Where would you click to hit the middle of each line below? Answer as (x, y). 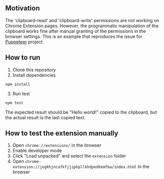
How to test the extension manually (62, 133)
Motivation (23, 8)
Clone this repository (34, 69)
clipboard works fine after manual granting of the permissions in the (76, 31)
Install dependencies (34, 75)
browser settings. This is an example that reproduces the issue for (74, 36)
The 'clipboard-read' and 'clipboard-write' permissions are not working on (82, 20)
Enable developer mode (37, 151)
